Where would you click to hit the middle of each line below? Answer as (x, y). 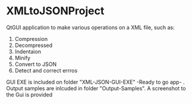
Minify (23, 58)
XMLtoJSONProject (55, 11)
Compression (31, 39)
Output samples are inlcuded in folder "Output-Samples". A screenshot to (96, 88)
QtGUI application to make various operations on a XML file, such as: (90, 27)
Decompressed (34, 45)
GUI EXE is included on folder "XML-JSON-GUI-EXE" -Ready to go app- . (96, 82)
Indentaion (28, 51)
